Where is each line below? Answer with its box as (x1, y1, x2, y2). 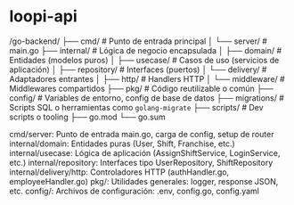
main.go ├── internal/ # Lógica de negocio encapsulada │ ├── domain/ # (9, 45, 282, 55)
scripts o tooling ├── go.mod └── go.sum (9, 111, 167, 122)
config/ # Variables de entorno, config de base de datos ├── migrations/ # (9, 92, 285, 103)
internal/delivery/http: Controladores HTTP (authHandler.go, (9, 167, 230, 177)
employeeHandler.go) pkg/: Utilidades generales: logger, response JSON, (9, 176, 279, 186)
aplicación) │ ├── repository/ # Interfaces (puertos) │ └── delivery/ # (9, 64, 267, 75)
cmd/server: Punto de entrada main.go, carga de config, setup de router (9, 128, 274, 139)
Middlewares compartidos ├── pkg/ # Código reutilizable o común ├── (9, 83, 274, 94)
